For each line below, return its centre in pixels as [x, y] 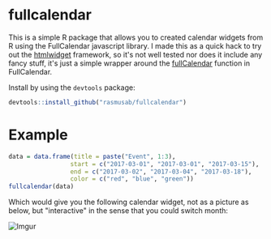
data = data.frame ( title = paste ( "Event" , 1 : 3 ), [92, 156]
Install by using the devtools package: [72, 87]
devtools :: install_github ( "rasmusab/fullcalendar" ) [97, 102]
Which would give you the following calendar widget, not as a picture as [129, 202]
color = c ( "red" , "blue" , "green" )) [132, 179]
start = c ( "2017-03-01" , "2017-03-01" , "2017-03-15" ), [165, 164]
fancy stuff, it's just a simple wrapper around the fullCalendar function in [129, 63]
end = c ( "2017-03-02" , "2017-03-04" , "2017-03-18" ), [161, 172]
